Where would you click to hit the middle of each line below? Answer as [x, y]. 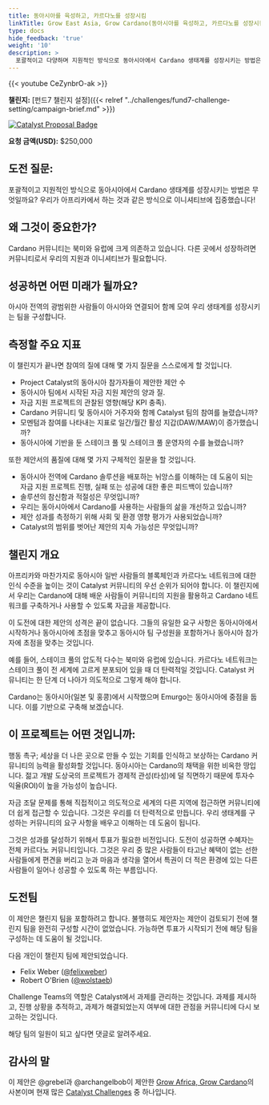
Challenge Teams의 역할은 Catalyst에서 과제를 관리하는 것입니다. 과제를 [122, 997]
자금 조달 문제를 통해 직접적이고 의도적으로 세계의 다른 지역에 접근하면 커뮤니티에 [134, 802]
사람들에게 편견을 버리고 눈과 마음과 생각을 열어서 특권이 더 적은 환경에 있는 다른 [133, 859]
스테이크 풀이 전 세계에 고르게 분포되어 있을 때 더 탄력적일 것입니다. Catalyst [127, 669]
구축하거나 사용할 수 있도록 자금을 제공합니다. [100, 605]
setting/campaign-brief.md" [54, 108]
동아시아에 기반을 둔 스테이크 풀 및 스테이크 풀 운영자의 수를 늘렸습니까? [132, 443]
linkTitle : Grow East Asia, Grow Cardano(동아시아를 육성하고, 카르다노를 [124, 23]
